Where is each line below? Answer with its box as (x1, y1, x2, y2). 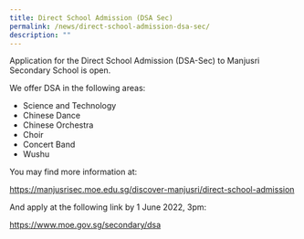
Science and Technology (22, 100, 117, 111)
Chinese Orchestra (22, 119, 94, 130)
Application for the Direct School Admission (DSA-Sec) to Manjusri (9, 56, 260, 67)
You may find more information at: (9, 166, 138, 178)
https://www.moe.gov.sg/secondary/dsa (9, 220, 162, 231)
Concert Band (22, 139, 76, 151)
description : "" (9, 30, 71, 39)
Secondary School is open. (9, 65, 111, 76)
